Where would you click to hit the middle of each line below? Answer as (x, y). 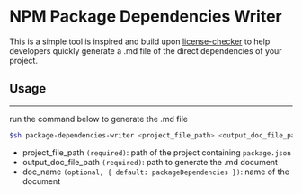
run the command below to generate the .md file (99, 119)
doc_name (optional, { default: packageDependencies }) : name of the (156, 172)
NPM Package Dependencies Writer (146, 17)
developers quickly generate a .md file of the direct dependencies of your (146, 50)
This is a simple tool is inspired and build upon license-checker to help (140, 41)
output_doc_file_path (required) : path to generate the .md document (150, 162)
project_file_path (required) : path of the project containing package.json (157, 152)
